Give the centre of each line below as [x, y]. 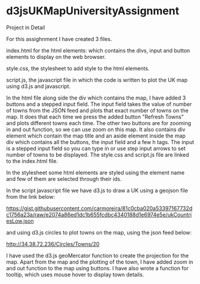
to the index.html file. [32, 161]
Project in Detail [26, 27]
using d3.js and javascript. [39, 86]
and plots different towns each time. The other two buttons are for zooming [99, 123]
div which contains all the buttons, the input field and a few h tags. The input [100, 142]
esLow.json [20, 221]
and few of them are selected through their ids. [64, 179]
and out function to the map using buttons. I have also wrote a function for [98, 268]
